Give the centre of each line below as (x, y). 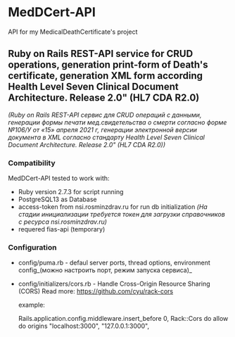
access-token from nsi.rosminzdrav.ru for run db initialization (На (113, 207)
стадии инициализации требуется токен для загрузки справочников (122, 215)
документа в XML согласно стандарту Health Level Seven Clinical (107, 137)
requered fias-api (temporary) (62, 229)
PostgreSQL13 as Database (57, 199)
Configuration (32, 247)
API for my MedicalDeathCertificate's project (73, 32)
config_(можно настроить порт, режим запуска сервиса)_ (105, 270)
